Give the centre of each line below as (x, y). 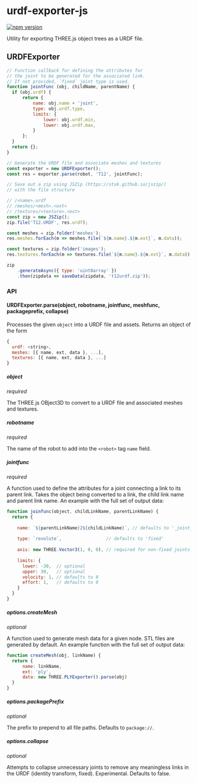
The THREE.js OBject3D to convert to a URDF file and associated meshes (95, 403)
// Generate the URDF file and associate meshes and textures (84, 163)
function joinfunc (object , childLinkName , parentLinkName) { (83, 512)
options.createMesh (32, 612)
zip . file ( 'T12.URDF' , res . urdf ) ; (47, 222)
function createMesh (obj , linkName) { (54, 655)
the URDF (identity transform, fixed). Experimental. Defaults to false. (89, 773)
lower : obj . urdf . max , (70, 125)
